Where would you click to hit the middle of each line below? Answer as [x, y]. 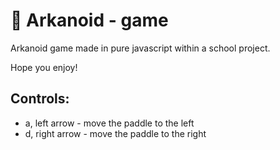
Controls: [40, 99]
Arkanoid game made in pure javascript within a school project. [140, 48]
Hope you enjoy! [44, 67]
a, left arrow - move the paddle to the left [109, 123]
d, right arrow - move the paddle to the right [115, 133]
